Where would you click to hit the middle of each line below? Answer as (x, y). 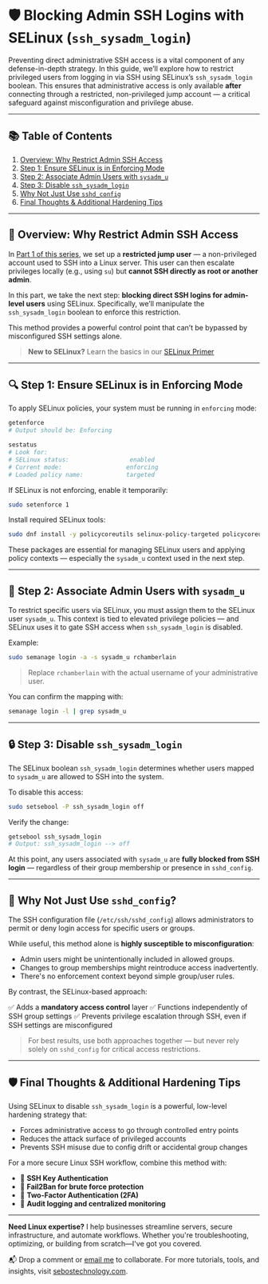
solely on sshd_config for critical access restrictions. (114, 1050)
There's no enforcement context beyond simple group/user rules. (127, 976)
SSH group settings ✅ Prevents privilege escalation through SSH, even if (128, 1016)
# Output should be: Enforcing (60, 430)
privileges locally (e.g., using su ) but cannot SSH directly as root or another (133, 271)
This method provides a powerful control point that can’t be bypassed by (128, 327)
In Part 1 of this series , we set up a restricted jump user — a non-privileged (132, 254)
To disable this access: (46, 792)
